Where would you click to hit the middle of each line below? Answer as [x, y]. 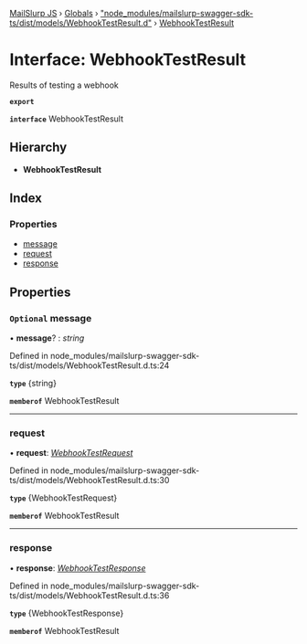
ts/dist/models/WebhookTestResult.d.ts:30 [90, 480]
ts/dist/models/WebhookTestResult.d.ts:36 [90, 595]
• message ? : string [47, 338]
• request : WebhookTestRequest [71, 453]
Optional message [51, 318]
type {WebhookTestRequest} [64, 498]
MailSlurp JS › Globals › [54, 13]
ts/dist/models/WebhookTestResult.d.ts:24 [90, 365]
